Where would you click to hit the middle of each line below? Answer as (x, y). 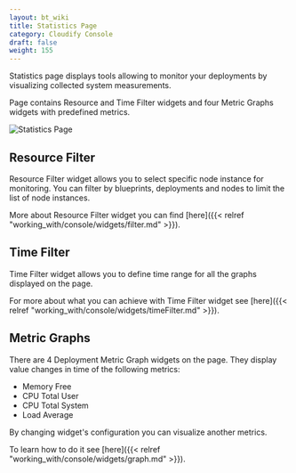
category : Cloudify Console (61, 34)
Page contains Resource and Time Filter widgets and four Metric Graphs (141, 102)
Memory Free (47, 386)
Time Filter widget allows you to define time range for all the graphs (133, 273)
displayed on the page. (51, 283)
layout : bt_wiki (39, 17)
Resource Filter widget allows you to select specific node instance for (136, 178)
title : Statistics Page (53, 26)
